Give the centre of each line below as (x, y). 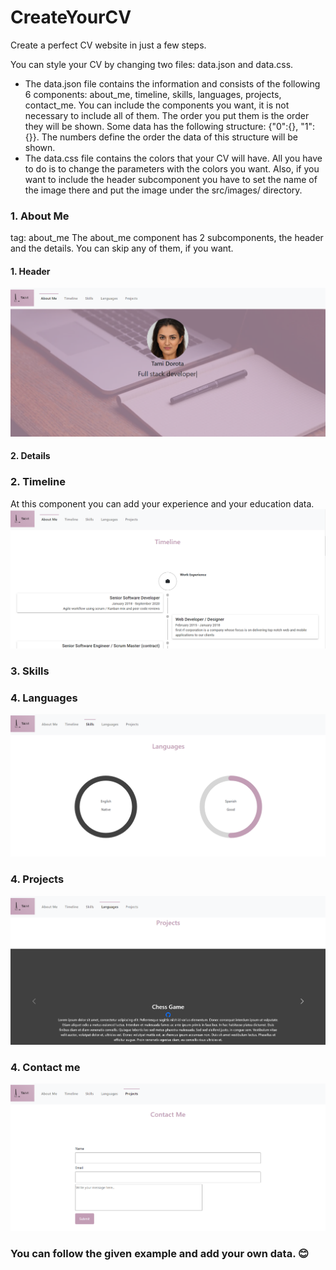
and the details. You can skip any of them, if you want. (122, 248)
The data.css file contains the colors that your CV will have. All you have (173, 158)
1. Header (30, 271)
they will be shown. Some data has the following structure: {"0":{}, (161, 126)
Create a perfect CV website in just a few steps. (108, 45)
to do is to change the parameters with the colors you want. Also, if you (172, 168)
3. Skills (30, 671)
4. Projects (37, 879)
